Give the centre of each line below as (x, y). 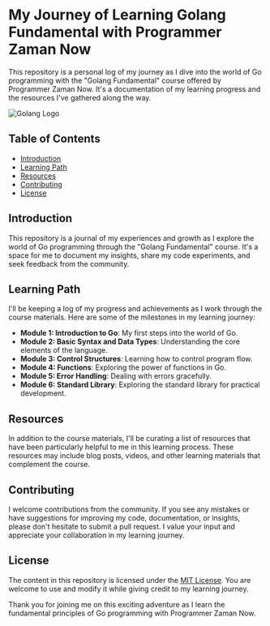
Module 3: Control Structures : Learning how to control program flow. (136, 359)
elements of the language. (64, 350)
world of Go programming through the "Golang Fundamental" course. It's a (133, 247)
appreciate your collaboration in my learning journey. (96, 535)
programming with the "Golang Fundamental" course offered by (115, 80)
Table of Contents (55, 139)
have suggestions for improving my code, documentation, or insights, (124, 518)
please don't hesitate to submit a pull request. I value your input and (122, 526)
